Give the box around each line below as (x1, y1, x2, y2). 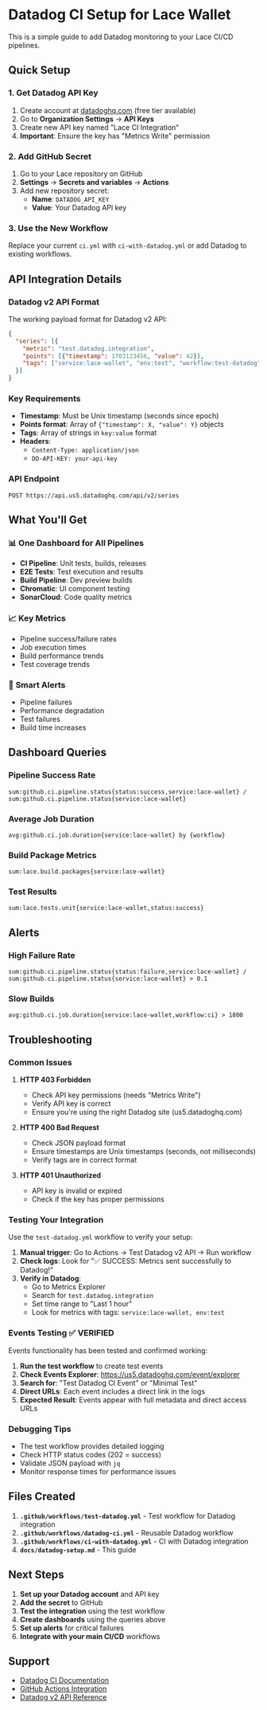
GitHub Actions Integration (19, 1684, 107, 1694)
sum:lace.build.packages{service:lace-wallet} (8, 868, 165, 876)
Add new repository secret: (19, 186, 110, 195)
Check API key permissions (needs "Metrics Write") (31, 1090, 201, 1100)
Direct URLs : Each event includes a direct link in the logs (19, 1386, 206, 1396)
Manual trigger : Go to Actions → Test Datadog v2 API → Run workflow (19, 1248, 252, 1257)
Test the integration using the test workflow (19, 1606, 165, 1615)
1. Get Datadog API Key (8, 88, 99, 99)
